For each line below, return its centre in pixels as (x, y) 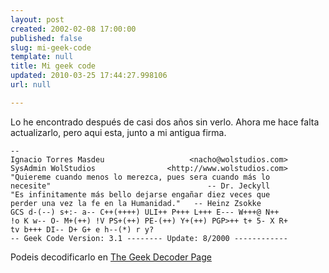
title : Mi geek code (53, 66)
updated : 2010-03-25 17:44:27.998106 (89, 76)
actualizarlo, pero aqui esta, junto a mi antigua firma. (118, 132)
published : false (46, 38)
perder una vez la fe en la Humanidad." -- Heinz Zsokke (136, 203)
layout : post (37, 19)
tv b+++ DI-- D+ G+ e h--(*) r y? (82, 229)
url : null (31, 85)
